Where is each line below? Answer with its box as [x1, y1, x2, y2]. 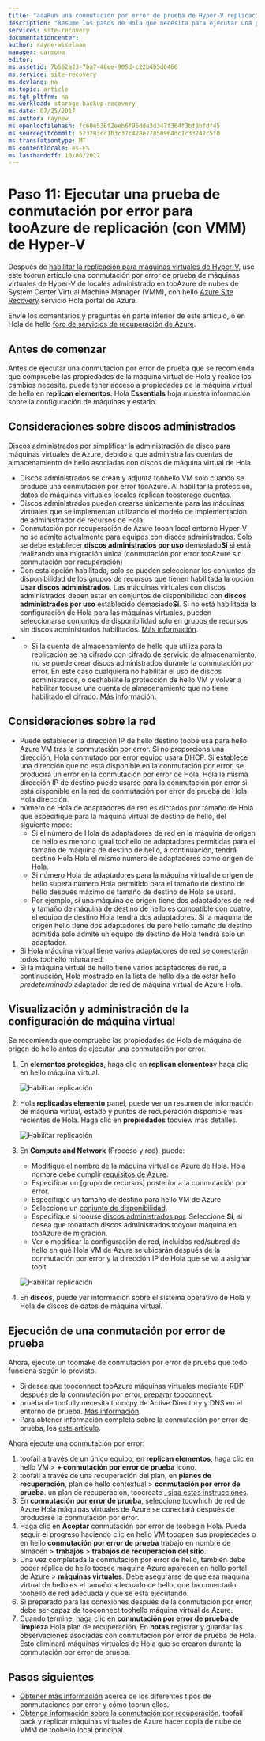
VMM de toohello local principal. [19, 1725, 125, 1735]
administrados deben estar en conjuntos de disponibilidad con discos [19, 590, 247, 600]
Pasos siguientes [8, 1671, 95, 1684]
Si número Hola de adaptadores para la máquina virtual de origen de [31, 870, 254, 879]
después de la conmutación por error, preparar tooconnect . [19, 1390, 214, 1399]
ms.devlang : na [8, 78, 58, 85]
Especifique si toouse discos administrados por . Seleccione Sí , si [31, 1212, 243, 1221]
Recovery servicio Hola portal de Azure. [8, 296, 138, 305]
